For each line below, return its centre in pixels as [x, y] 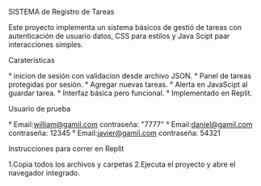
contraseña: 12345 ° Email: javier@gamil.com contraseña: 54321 [114, 133]
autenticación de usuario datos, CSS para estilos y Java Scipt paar [119, 36]
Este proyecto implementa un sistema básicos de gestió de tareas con [125, 27]
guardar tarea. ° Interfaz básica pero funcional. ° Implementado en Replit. [130, 93]
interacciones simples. [46, 44]
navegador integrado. [44, 173]
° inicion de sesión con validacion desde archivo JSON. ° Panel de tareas [130, 76]
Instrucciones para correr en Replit [66, 148]
